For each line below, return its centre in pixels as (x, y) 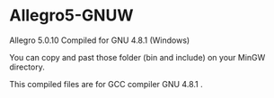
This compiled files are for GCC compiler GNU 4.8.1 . (106, 84)
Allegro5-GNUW (71, 16)
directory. (27, 67)
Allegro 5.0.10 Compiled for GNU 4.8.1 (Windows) (100, 40)
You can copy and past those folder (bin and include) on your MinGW (137, 57)
